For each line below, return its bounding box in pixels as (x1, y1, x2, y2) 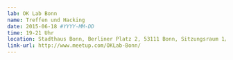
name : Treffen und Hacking (7, 17, 85, 23)
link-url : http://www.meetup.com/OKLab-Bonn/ (7, 42, 141, 49)
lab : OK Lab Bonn (7, 10, 58, 17)
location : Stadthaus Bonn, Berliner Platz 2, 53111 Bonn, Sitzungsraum (7, 36, 218, 43)
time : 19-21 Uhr (7, 29, 54, 37)
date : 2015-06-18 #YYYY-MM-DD (7, 23, 95, 30)
